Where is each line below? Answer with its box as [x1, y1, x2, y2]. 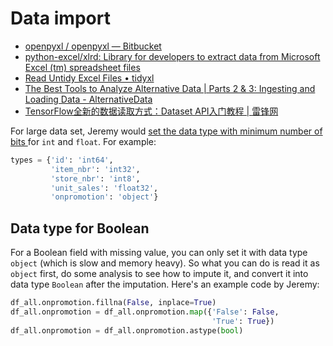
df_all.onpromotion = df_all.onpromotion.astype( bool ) [10, 325, 244, 336]
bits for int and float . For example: [10, 135, 157, 147]
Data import [10, 7, 111, 30]
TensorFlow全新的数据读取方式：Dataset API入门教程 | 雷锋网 [24, 105, 279, 117]
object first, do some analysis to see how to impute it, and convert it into [10, 268, 309, 280]
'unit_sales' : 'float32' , [50, 183, 159, 193]
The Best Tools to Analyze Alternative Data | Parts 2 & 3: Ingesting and [24, 82, 316, 94]
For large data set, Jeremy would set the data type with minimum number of [10, 125, 323, 137]
